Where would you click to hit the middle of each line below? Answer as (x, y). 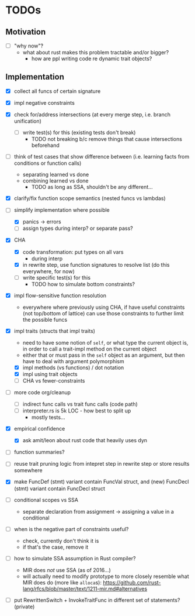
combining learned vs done (55, 181)
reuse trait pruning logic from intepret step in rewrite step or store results (102, 464)
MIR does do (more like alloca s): (62, 582)
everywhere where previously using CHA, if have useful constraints (104, 307)
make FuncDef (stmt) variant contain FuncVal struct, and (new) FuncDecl (101, 482)
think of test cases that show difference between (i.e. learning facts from (102, 157)
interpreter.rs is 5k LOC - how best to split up (77, 411)
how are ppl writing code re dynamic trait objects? (92, 58)
